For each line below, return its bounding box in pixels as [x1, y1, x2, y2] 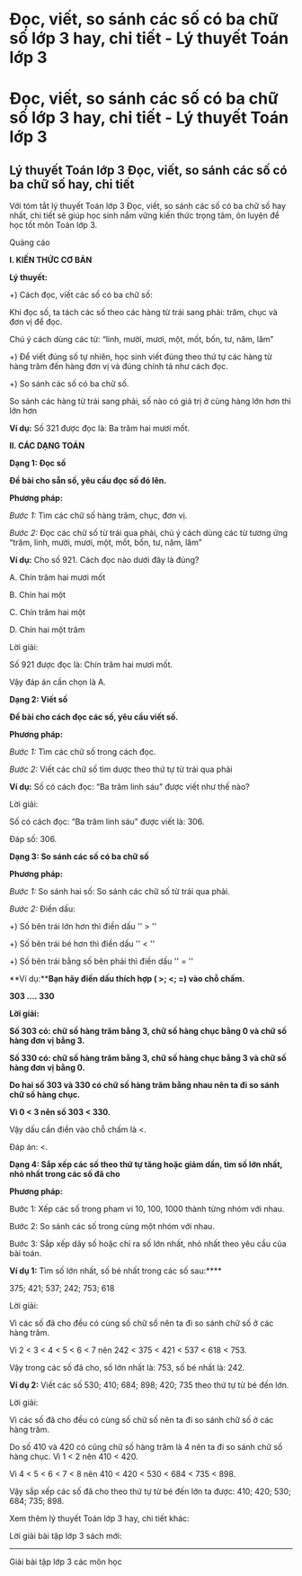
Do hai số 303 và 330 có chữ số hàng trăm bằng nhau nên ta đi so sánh [9, 1080, 280, 1091]
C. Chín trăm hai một [9, 607, 85, 618]
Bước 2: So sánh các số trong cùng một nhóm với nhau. [9, 1221, 216, 1232]
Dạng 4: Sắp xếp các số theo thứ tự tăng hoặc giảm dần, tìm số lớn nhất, [9, 1159, 283, 1170]
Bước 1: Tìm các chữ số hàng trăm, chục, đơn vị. [9, 510, 188, 521]
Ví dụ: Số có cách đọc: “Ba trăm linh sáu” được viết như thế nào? [9, 782, 250, 793]
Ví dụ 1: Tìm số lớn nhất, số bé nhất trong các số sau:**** [9, 1265, 222, 1276]
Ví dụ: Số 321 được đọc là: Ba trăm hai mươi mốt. [9, 423, 191, 434]
